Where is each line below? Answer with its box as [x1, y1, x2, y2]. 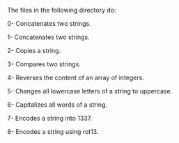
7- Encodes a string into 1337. [7, 114, 93, 122]
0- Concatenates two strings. [7, 20, 92, 27]
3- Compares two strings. [7, 60, 81, 68]
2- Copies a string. [7, 47, 61, 54]
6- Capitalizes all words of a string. [7, 100, 108, 109]
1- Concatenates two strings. [7, 33, 90, 41]
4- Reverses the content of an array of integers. [7, 73, 144, 82]
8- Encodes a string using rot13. [7, 128, 99, 135]
